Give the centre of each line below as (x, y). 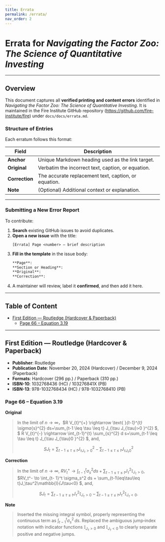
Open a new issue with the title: (44, 236)
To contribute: (19, 221)
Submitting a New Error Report (42, 210)
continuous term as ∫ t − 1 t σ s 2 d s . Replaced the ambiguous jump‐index (86, 521)
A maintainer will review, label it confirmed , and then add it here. (78, 286)
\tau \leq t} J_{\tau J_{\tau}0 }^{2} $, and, (58, 439)
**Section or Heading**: (38, 267)
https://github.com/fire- (130, 111)
